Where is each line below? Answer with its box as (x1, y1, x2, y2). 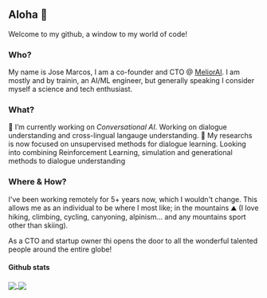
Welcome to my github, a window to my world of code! (8, 29, 188, 38)
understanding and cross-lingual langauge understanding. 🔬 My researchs (8, 131, 253, 141)
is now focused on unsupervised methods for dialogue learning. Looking (8, 139, 247, 149)
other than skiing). (8, 221, 69, 230)
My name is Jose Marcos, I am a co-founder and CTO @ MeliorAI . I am (8, 67, 241, 77)
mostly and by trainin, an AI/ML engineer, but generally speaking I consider (8, 76, 255, 85)
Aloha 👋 (8, 8, 48, 22)
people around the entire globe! (8, 244, 112, 254)
